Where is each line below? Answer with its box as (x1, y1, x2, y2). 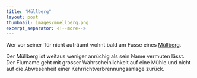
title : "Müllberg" (6, 8, 52, 15)
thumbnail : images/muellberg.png (6, 19, 89, 25)
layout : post (6, 14, 39, 20)
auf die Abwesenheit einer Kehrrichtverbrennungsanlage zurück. (6, 66, 165, 73)
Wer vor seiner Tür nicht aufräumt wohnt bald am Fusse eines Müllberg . (6, 41, 182, 48)
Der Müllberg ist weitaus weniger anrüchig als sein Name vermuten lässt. (6, 53, 185, 60)
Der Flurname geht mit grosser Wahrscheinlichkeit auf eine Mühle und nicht (6, 59, 191, 66)
